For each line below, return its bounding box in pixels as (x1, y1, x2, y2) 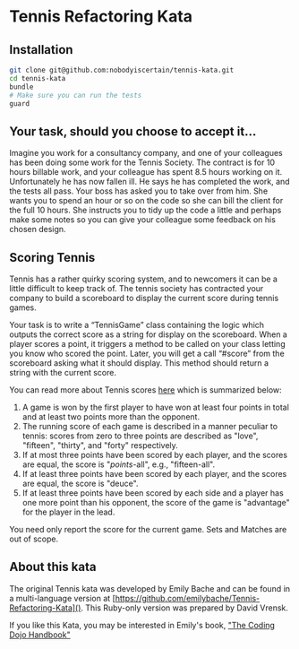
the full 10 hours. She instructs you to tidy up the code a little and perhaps (9, 204, 282, 216)
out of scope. (9, 533, 59, 544)
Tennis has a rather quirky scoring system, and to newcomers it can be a (9, 273, 278, 284)
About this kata (9, 559, 97, 575)
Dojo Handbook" (9, 629, 71, 640)
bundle (9, 82, 34, 91)
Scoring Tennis (9, 249, 96, 265)
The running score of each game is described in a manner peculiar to (21, 421, 278, 431)
